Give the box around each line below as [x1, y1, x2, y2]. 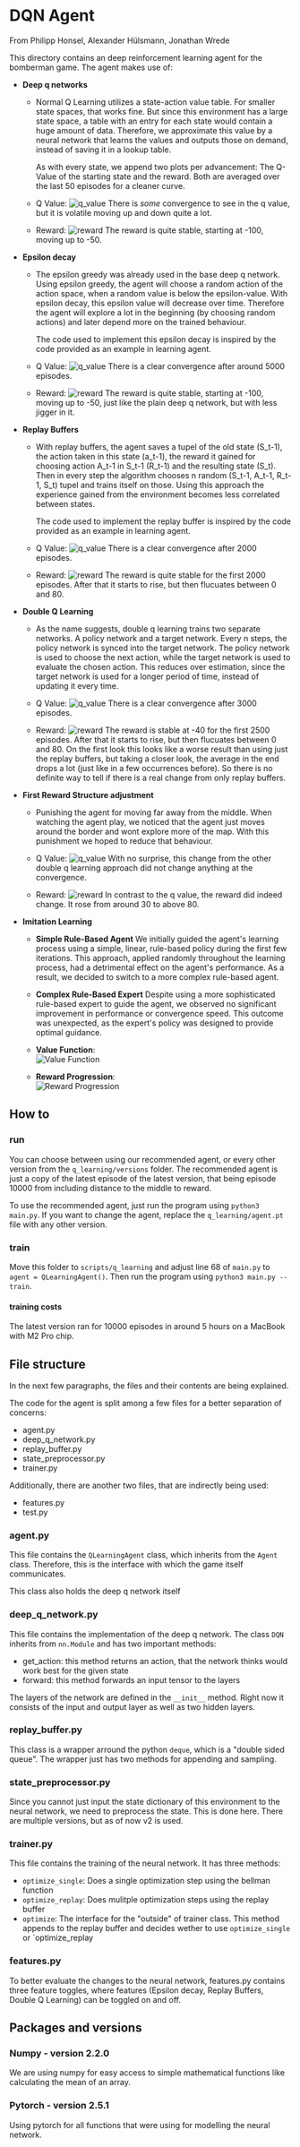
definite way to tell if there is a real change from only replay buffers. [35, 772, 287, 783]
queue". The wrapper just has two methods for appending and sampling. [9, 1753, 278, 1765]
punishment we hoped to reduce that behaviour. [35, 835, 213, 846]
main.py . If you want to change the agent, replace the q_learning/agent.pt [9, 1209, 284, 1220]
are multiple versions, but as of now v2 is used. [9, 1816, 184, 1826]
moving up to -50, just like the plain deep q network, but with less [35, 397, 278, 408]
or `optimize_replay [21, 1932, 94, 1944]
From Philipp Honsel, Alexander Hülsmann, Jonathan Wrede [9, 35, 230, 46]
